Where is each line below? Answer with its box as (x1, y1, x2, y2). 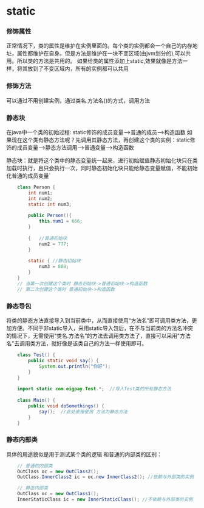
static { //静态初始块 (28, 258, 81, 264)
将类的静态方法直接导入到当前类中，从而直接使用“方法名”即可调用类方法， (6, 317, 192, 324)
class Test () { (17, 352, 56, 358)
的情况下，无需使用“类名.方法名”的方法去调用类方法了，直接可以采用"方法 (6, 332, 191, 339)
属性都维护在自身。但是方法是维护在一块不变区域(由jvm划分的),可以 (16, 50, 186, 57)
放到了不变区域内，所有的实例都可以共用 (27, 65, 129, 73)
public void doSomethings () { (28, 402, 104, 409)
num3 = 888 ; (38, 263, 69, 270)
